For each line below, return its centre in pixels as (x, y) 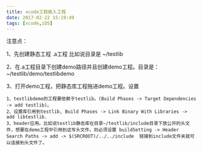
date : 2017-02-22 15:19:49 (40, 18)
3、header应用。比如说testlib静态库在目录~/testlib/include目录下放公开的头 (96, 124)
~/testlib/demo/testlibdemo (40, 74)
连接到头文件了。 (29, 143)
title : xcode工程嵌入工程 (36, 12)
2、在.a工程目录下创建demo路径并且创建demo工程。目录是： (83, 67)
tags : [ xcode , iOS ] (29, 23)
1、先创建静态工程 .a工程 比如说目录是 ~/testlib (65, 54)
